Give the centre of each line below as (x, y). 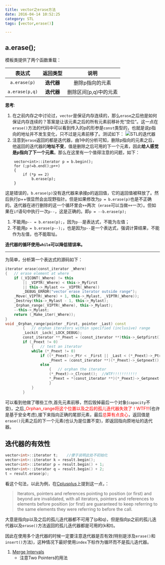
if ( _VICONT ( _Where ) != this (44, 278)
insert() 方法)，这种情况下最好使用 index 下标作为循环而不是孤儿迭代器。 (78, 542)
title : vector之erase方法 (30, 10)
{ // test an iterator (57, 346)
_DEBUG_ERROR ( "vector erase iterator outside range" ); (80, 292)
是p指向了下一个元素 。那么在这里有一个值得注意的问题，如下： (76, 152)
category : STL (20, 19)
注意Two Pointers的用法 (43, 558)
